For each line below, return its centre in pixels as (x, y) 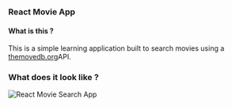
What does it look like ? (53, 78)
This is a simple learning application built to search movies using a (116, 48)
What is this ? (31, 31)
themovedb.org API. (40, 57)
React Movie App (42, 12)
